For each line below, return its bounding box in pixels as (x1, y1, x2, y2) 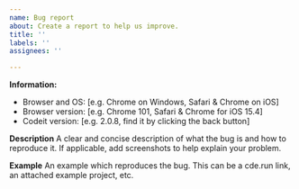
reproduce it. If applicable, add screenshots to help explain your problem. (9, 143, 282, 154)
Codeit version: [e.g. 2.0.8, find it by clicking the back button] (22, 116, 250, 127)
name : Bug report (9, 13, 75, 22)
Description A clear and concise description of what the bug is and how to (9, 133, 286, 144)
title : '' (9, 30, 47, 39)
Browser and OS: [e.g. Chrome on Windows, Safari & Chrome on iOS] (22, 96, 279, 108)
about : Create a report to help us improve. (9, 22, 179, 31)
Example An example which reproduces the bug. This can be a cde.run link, (9, 160, 291, 171)
